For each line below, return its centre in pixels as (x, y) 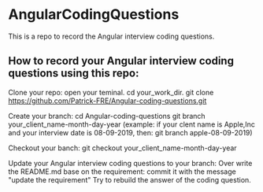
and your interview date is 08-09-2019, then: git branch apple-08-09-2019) (131, 132)
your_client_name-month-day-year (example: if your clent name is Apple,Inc (132, 124)
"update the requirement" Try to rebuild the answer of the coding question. (130, 179)
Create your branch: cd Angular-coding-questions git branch (107, 116)
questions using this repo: (74, 74)
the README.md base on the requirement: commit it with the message (122, 172)
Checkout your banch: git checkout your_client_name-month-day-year (123, 148)
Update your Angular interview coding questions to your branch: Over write (130, 163)
